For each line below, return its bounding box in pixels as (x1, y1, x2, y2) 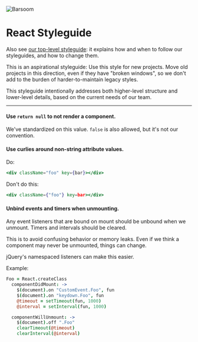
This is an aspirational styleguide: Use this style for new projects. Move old (6, 63, 188, 70)
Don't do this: (6, 180, 39, 188)
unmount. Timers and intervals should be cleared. (6, 224, 127, 231)
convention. (6, 132, 35, 139)
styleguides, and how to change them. (6, 52, 99, 59)
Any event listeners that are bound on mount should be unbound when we (6, 218, 186, 225)
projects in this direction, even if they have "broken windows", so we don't (6, 70, 187, 77)
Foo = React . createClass (6, 276, 67, 282)
